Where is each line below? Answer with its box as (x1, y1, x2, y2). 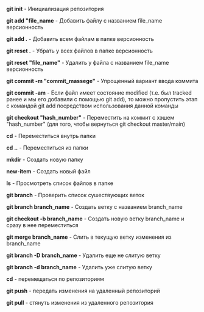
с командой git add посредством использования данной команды (6, 102, 178, 109)
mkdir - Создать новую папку (6, 156, 83, 163)
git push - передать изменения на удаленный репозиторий (6, 287, 160, 294)
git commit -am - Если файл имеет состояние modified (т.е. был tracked (6, 89, 192, 96)
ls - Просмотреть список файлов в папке (6, 180, 114, 187)
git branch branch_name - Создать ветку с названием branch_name (6, 203, 183, 210)
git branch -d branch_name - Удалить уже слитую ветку (6, 264, 152, 270)
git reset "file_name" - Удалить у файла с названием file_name (6, 59, 169, 66)
